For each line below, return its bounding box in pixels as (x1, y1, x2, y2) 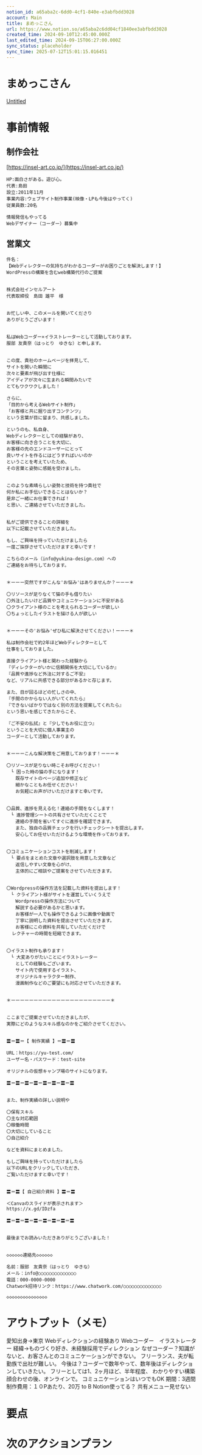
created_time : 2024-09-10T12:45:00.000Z (6, 32, 111, 38)
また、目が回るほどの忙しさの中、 (6, 689, 79, 695)
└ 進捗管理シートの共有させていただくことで (10, 812, 107, 818)
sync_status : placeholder (6, 43, 72, 49)
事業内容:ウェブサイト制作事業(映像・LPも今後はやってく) (6, 196, 133, 202)
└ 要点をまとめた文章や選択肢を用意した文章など (10, 855, 116, 861)
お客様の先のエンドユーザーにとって (6, 446, 83, 452)
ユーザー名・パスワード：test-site (6, 1056, 85, 1062)
